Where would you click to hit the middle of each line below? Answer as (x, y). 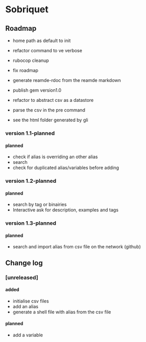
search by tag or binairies (40, 205)
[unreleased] (22, 277)
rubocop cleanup (31, 60)
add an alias (25, 306)
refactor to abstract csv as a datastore (53, 100)
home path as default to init (41, 40)
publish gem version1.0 (37, 90)
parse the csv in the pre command (49, 110)
